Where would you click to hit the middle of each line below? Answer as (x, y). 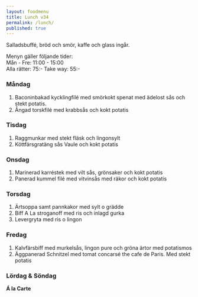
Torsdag (18, 194)
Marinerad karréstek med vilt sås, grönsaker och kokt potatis (89, 173)
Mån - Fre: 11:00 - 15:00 (35, 63)
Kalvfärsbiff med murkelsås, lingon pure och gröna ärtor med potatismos (103, 248)
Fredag (17, 235)
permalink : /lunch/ (30, 22)
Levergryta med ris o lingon (48, 219)
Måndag (18, 85)
